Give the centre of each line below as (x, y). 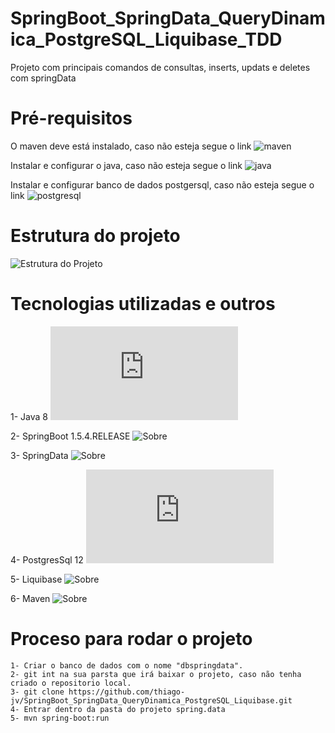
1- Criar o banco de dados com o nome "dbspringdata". (127, 665)
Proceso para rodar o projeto (131, 638)
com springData (43, 78)
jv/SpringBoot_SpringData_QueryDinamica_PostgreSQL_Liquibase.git (151, 700)
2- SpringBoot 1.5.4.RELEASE (70, 436)
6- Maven (30, 598)
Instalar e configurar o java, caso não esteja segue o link (126, 165)
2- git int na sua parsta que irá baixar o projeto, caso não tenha (156, 674)
